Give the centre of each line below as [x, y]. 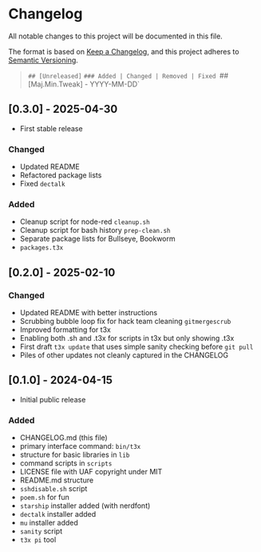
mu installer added [49, 523]
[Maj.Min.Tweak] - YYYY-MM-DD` [84, 84]
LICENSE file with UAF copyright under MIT [91, 472]
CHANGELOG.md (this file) [63, 438]
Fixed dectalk [42, 184]
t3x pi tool [38, 540]
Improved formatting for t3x [65, 330]
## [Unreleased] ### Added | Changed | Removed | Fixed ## [128, 75]
